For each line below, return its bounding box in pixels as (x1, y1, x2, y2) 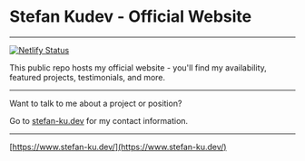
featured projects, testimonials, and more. (9, 71, 166, 82)
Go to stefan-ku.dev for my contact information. (9, 115, 189, 126)
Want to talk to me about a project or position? (9, 98, 182, 109)
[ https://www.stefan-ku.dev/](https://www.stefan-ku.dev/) (9, 141, 227, 152)
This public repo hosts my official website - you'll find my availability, (9, 62, 268, 73)
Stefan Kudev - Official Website (9, 6, 252, 27)
